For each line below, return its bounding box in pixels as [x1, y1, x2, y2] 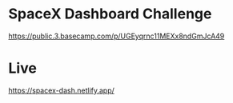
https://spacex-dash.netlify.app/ [8, 85, 114, 95]
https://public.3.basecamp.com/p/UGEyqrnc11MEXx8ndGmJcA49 [8, 31, 225, 41]
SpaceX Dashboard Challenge [8, 5, 212, 23]
